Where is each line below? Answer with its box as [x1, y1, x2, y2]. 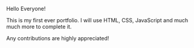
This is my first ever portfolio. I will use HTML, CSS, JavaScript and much [6, 17, 189, 23]
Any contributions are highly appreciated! [6, 35, 109, 41]
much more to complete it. [6, 23, 72, 30]
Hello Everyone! [6, 5, 46, 12]
